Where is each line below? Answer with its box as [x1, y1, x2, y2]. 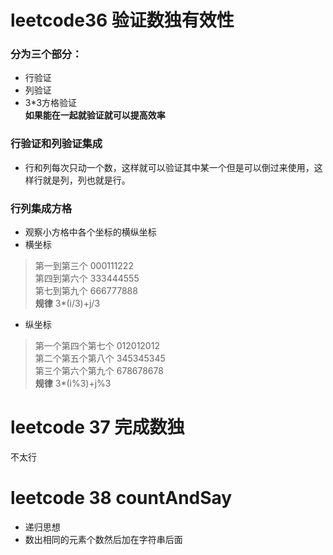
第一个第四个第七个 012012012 [34, 340, 160, 352]
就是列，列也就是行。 [42, 174, 131, 186]
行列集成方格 [10, 201, 73, 215]
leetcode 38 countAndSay [10, 487, 233, 510]
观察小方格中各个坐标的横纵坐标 [24, 226, 157, 238]
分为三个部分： [10, 47, 83, 61]
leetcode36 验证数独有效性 [10, 9, 235, 32]
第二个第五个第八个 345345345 [34, 352, 166, 365]
